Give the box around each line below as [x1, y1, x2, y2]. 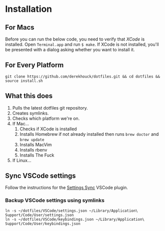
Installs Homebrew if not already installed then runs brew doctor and [19, 131, 159, 137]
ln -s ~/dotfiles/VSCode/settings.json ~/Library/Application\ [5, 208, 138, 213]
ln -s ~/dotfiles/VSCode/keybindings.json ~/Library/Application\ [5, 217, 145, 222]
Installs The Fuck [19, 152, 54, 158]
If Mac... [12, 120, 30, 126]
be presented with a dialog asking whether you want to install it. [5, 47, 135, 52]
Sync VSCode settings [5, 172, 76, 180]
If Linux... [12, 157, 32, 163]
